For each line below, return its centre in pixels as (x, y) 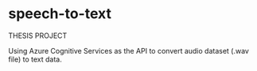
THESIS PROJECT (38, 35)
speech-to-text (60, 14)
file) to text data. (35, 59)
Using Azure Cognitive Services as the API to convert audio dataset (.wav (128, 50)
